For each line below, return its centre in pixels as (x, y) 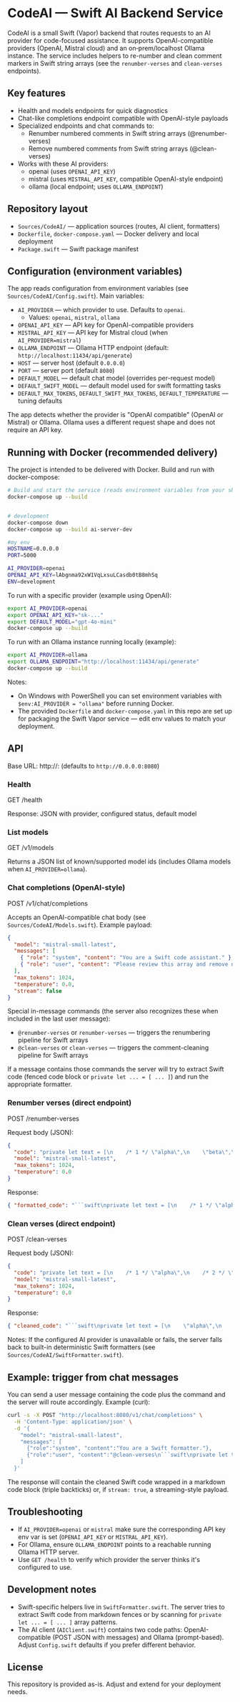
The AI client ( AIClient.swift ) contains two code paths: (100, 1629)
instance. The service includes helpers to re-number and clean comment (115, 56)
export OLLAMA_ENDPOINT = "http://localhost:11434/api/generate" (104, 662)
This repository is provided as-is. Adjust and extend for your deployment (114, 1684)
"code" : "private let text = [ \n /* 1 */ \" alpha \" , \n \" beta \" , (123, 1152)
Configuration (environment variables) (95, 271)
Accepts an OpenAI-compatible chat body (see (77, 917)
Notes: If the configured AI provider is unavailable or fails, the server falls (115, 1340)
